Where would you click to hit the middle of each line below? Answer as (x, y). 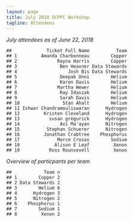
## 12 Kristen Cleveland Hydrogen (67, 114)
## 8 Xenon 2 (33, 214)
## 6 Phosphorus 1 (33, 204)
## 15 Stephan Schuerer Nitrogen (67, 129)
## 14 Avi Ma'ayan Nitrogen (67, 124)
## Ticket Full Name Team (67, 51)
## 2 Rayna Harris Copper (67, 61)
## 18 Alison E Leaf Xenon (67, 145)
